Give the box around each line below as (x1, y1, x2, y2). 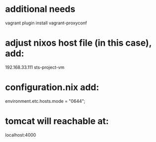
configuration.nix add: (5, 82, 100, 93)
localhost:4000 (5, 132, 36, 138)
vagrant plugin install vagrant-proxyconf (5, 20, 88, 26)
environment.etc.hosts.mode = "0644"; (5, 98, 86, 104)
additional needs (5, 3, 76, 15)
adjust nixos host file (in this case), (5, 37, 152, 49)
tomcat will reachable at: (5, 116, 109, 127)
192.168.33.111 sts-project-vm (5, 64, 65, 70)
